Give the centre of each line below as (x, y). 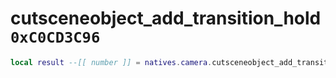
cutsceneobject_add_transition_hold (166, 18)
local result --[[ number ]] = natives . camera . (111, 62)
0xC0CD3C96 (55, 37)
